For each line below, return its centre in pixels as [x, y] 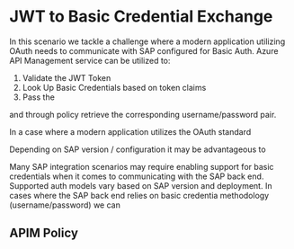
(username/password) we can [65, 205]
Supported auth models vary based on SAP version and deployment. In [141, 185]
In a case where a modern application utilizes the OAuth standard [130, 131]
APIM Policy [44, 233]
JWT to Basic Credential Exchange [141, 17]
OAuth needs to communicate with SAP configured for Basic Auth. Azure [144, 50]
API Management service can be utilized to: [90, 60]
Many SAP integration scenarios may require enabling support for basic [142, 166]
